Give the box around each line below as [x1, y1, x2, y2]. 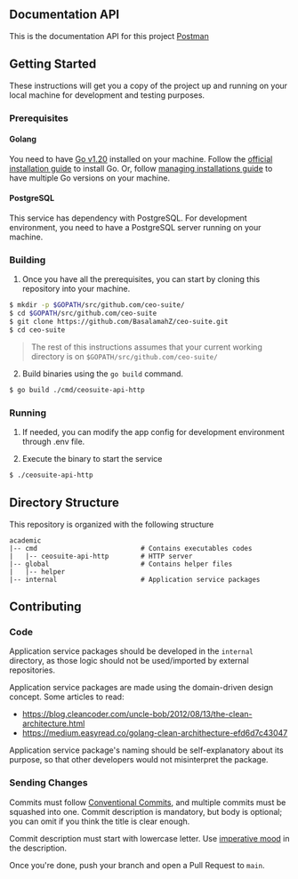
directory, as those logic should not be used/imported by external [9, 656, 249, 666]
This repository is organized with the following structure [9, 519, 214, 529]
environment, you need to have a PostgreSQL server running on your [9, 222, 262, 232]
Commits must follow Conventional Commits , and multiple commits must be [9, 796, 286, 808]
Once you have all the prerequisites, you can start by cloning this [21, 274, 261, 285]
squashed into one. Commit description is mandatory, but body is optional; [9, 806, 283, 817]
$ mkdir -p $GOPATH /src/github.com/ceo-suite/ [9, 301, 185, 310]
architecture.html [21, 718, 85, 729]
